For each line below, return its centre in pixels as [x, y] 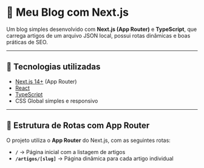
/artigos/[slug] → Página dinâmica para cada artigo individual [94, 158]
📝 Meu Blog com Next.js [68, 12]
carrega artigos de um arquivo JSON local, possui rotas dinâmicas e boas [98, 35]
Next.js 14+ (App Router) [46, 81]
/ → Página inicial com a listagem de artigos [70, 152]
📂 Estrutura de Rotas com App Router [78, 126]
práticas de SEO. [27, 42]
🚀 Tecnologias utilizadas [53, 67]
